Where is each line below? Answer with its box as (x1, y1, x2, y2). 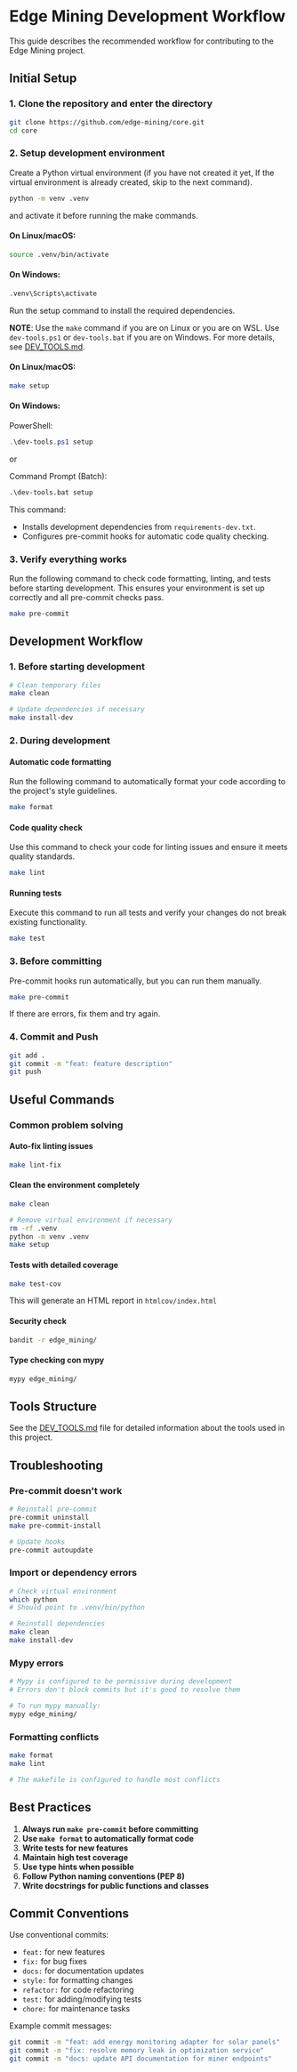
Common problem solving (9, 1119, 124, 1131)
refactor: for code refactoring (21, 1985, 135, 1996)
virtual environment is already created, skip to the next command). (9, 176, 253, 188)
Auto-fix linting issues (9, 1141, 93, 1152)
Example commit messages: (9, 2020, 113, 2031)
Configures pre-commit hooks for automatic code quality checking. (21, 531, 269, 542)
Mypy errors (9, 1657, 64, 1669)
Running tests (9, 887, 62, 898)
